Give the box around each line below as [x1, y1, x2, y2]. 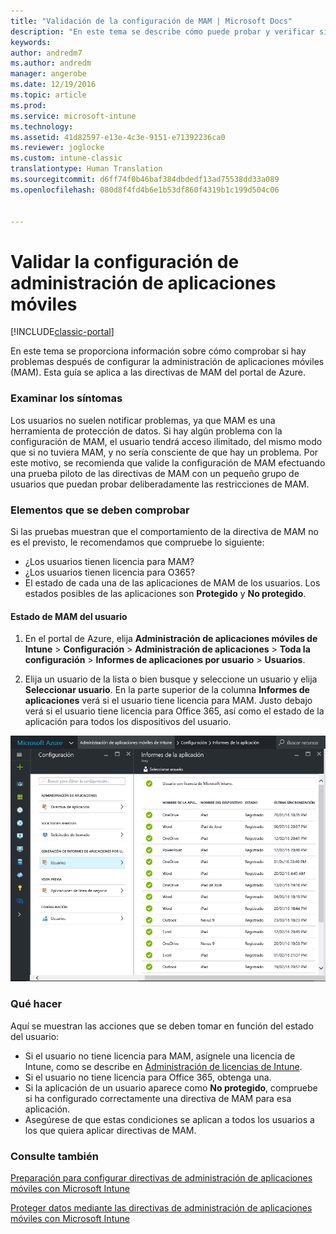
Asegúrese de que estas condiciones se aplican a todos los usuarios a [24, 1113, 315, 1125]
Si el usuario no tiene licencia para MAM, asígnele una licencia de [24, 1050, 296, 1062]
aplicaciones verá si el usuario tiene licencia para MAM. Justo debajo [24, 695, 313, 707]
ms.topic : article [10, 90, 87, 100]
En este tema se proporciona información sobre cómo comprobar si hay [10, 345, 307, 357]
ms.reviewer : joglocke [10, 143, 105, 153]
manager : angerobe [10, 69, 87, 79]
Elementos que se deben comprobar [10, 503, 190, 517]
